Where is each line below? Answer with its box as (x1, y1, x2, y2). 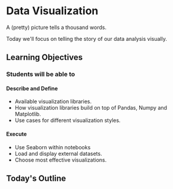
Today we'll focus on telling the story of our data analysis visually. (6, 35, 168, 42)
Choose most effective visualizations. (14, 156, 107, 164)
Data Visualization (6, 4, 99, 18)
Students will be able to (6, 70, 76, 78)
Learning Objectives (6, 52, 83, 63)
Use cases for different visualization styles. (14, 117, 121, 124)
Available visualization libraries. (14, 98, 92, 105)
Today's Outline (6, 174, 67, 184)
